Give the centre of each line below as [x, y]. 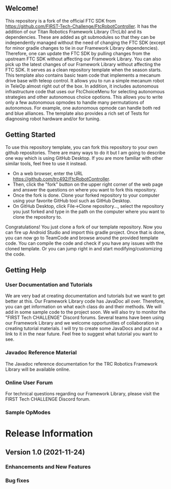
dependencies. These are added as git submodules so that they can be [80, 37]
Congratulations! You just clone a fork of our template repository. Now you [84, 227]
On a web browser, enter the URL [48, 173]
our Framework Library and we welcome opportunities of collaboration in [82, 323]
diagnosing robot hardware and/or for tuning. [53, 119]
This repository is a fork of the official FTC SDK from [61, 20]
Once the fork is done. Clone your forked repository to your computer [86, 195]
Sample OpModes [28, 412]
